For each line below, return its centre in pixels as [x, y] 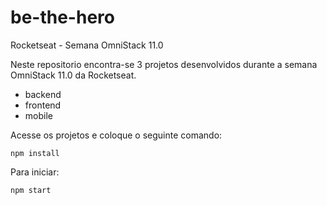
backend [43, 94]
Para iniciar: [35, 172]
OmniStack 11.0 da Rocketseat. [73, 75]
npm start [31, 190]
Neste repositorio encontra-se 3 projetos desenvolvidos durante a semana [164, 64]
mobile [38, 115]
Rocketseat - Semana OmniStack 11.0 [87, 45]
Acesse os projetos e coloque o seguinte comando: [116, 135]
